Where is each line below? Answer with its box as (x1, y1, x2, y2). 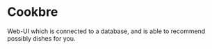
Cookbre (7, 4, 58, 20)
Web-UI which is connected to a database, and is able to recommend (7, 27, 206, 35)
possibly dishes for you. (7, 34, 76, 42)
